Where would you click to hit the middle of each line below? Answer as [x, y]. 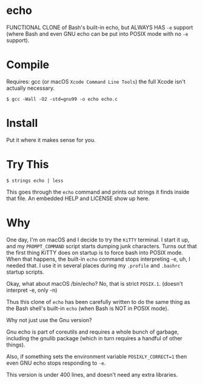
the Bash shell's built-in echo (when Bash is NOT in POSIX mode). [88, 308]
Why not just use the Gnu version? [49, 320]
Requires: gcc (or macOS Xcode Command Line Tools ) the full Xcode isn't [96, 81]
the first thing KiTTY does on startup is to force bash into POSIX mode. [95, 252]
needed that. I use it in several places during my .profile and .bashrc [93, 265]
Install [22, 123]
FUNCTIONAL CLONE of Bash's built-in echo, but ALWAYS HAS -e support [100, 27]
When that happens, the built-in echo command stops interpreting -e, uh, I [98, 259]
